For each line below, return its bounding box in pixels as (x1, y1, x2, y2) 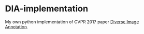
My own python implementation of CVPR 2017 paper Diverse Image (5, 19, 139, 25)
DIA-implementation (5, 3, 88, 14)
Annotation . (5, 24, 28, 29)
